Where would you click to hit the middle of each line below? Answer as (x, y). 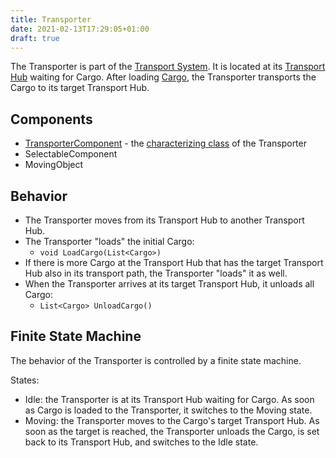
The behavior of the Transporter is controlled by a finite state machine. (156, 360)
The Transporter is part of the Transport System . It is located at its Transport (168, 67)
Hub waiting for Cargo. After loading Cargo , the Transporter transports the (163, 77)
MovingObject (54, 165)
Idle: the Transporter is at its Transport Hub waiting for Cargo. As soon (169, 399)
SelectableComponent (71, 154)
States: (25, 380)
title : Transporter (51, 19)
